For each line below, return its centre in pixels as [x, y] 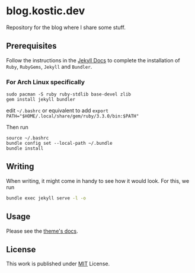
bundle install [25, 149]
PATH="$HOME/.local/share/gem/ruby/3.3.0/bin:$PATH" [73, 116]
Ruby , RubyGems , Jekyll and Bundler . [49, 66]
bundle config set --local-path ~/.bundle [59, 144]
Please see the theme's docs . [42, 231]
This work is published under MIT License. [58, 264]
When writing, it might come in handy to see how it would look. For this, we [98, 181]
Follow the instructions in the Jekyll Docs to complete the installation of [93, 60]
